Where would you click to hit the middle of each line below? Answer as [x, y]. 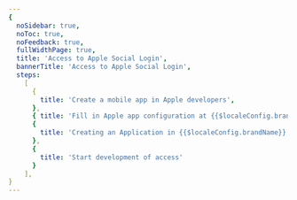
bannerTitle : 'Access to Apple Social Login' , [104, 67]
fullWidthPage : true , [56, 50]
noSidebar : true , [48, 26]
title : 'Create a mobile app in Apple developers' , [138, 100]
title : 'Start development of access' [112, 157]
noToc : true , [40, 34]
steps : [28, 75]
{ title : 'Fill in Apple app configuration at [119, 116]
